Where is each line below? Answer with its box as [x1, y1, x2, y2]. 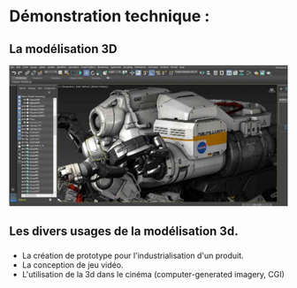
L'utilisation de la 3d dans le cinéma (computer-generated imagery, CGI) [21, 269, 286, 279]
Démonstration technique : [9, 6, 210, 27]
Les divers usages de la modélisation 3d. [9, 224, 239, 239]
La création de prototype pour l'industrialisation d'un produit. [21, 250, 245, 261]
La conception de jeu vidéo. [21, 259, 124, 270]
